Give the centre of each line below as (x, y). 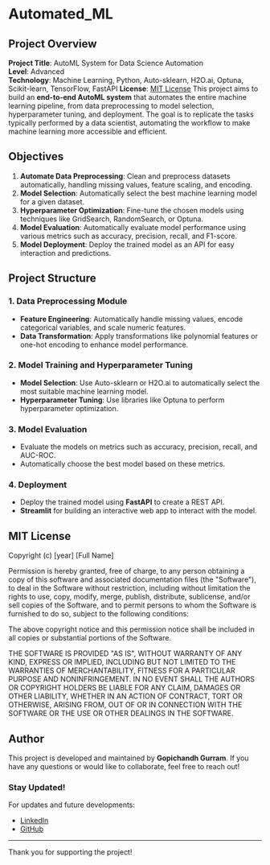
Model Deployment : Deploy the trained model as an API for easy (127, 244)
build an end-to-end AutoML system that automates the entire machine (128, 97)
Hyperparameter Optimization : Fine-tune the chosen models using (132, 210)
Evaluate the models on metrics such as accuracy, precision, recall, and (139, 447)
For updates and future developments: (72, 805)
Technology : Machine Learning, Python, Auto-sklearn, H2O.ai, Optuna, (126, 80)
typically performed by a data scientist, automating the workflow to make (129, 123)
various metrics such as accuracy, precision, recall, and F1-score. (129, 236)
